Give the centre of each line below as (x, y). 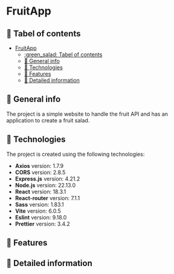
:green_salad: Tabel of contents (63, 55)
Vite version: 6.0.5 (38, 211)
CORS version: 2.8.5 (40, 172)
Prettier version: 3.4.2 (43, 224)
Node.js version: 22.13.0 (45, 185)
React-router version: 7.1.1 (47, 198)
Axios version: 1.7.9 (39, 165)
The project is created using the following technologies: (76, 154)
